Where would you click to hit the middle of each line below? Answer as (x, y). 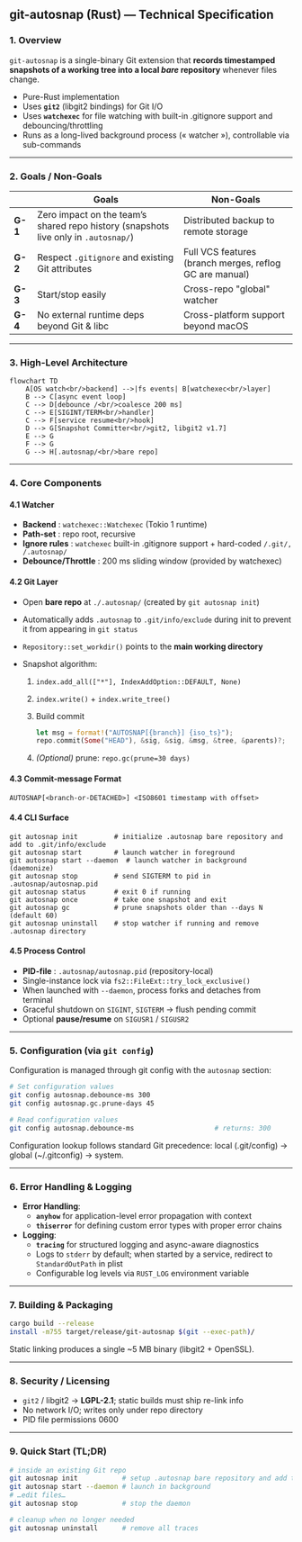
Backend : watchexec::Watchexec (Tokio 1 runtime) (115, 525)
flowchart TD (34, 382)
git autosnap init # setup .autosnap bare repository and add (148, 1479)
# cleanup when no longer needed (72, 1519)
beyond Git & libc (73, 326)
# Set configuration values (62, 1087)
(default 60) (34, 915)
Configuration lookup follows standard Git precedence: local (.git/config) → (149, 1145)
